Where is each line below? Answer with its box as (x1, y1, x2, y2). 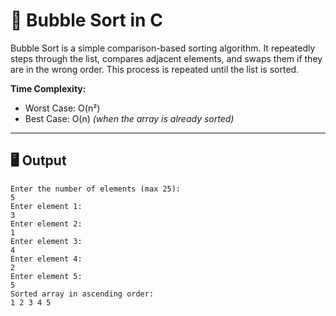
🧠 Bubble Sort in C (10, 9, 163, 32)
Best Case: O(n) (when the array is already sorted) (24, 112, 235, 124)
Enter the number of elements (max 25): (10, 184, 182, 194)
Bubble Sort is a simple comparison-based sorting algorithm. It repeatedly (10, 42, 316, 54)
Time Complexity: (10, 82, 87, 94)
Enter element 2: (10, 219, 83, 229)
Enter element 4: (10, 254, 83, 264)
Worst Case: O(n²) (24, 102, 101, 114)
